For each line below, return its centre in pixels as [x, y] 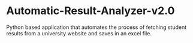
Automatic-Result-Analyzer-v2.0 [91, 11]
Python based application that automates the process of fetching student [96, 27]
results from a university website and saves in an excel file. [79, 33]
